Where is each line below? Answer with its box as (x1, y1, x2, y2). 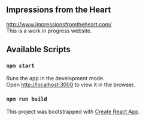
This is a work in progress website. (6, 27, 92, 34)
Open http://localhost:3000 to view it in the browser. (6, 81, 135, 88)
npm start (6, 62, 35, 69)
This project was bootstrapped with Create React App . (6, 108, 141, 115)
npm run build (6, 96, 47, 102)
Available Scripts (6, 44, 71, 55)
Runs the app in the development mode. (6, 74, 105, 81)
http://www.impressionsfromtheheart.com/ (6, 20, 112, 28)
